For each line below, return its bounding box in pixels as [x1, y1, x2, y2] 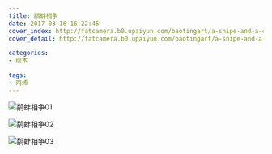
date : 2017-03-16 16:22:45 [8, 19, 100, 28]
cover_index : [8, 27, 53, 35]
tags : [8, 71, 27, 79]
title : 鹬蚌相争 [8, 11, 58, 20]
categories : [8, 49, 49, 58]
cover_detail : [8, 34, 57, 43]
